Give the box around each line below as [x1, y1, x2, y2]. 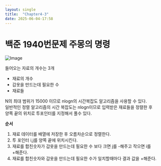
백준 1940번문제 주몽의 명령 [5, 39, 110, 50]
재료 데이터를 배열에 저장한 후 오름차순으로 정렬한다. [12, 131, 111, 137]
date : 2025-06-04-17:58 [5, 16, 54, 21]
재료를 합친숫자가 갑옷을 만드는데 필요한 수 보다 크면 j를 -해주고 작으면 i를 [12, 144, 151, 149]
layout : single [5, 7, 36, 12]
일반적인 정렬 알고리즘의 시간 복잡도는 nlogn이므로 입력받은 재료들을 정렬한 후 [5, 104, 153, 110]
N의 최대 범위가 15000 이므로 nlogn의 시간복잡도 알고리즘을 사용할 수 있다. [5, 98, 147, 104]
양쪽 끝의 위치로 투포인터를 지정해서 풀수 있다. [5, 110, 92, 116]
